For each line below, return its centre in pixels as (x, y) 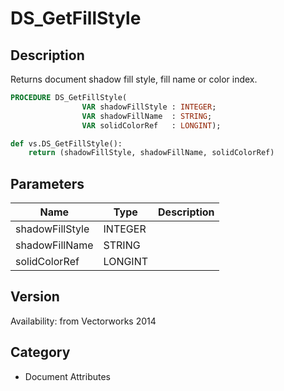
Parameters (47, 183)
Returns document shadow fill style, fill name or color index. (134, 79)
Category (40, 352)
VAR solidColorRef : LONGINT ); (151, 125)
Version (35, 297)
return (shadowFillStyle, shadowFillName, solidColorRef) (151, 153)
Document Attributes (67, 376)
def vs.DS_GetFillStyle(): (66, 143)
